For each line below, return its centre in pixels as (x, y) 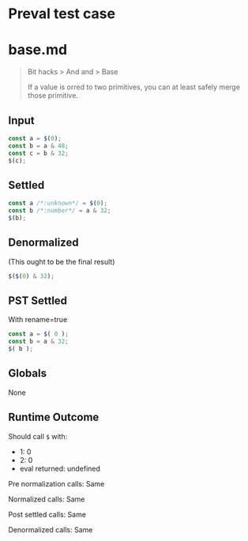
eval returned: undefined (60, 468)
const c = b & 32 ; (38, 153)
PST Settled (38, 301)
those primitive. (53, 96)
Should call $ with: (38, 436)
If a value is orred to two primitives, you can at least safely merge (134, 87)
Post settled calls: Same (47, 514)
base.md (38, 50)
